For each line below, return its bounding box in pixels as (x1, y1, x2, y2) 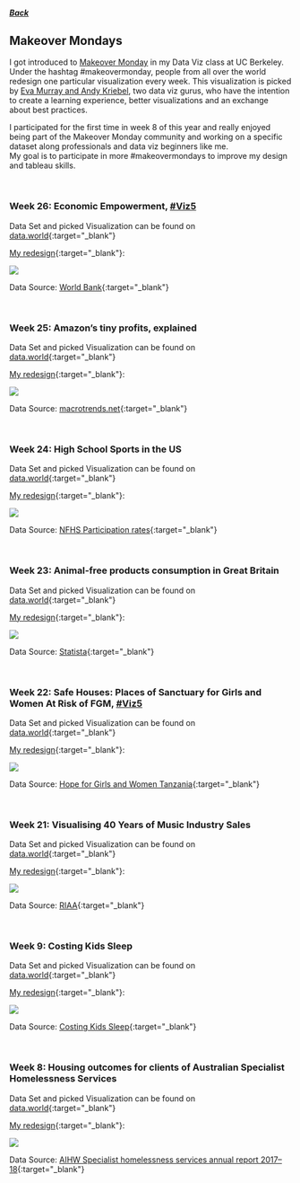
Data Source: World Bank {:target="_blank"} (9, 281, 169, 292)
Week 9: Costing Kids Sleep (9, 940, 133, 952)
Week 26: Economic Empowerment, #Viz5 (9, 200, 197, 213)
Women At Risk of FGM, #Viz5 (9, 697, 143, 710)
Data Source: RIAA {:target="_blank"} (9, 900, 145, 911)
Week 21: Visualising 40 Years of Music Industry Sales (9, 818, 251, 831)
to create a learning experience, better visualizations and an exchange (9, 95, 269, 106)
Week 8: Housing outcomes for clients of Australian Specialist (9, 1061, 285, 1073)
